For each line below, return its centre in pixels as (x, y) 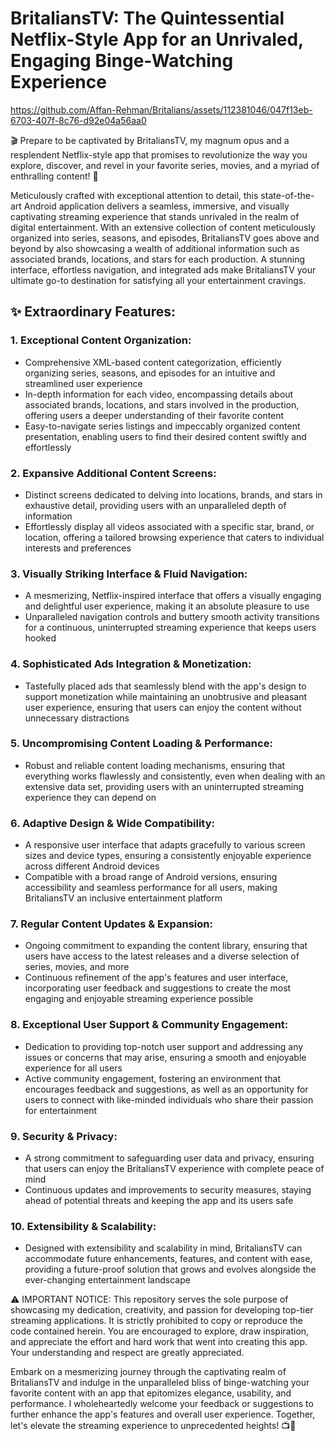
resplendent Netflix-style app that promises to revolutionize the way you (159, 154)
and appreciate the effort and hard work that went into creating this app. (159, 1342)
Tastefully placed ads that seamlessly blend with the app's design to (165, 686)
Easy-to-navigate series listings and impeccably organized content (162, 426)
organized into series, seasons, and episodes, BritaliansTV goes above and (165, 238)
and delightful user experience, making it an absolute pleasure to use (167, 606)
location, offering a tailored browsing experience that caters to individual (174, 537)
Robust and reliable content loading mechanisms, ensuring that (155, 765)
